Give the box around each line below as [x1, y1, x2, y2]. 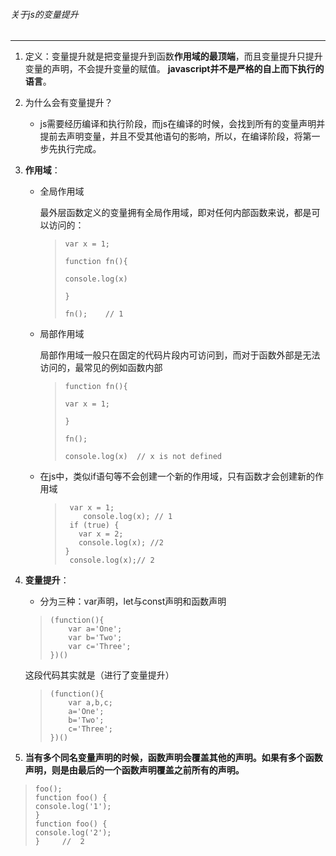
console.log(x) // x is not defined [64, 452, 222, 462]
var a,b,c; [68, 698, 113, 708]
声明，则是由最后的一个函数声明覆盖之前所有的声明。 [24, 764, 245, 776]
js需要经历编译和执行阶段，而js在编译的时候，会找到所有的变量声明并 [39, 118, 326, 130]
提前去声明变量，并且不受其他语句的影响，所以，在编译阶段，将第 [39, 130, 312, 143]
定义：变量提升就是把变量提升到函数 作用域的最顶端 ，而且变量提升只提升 [24, 50, 323, 63]
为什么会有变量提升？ [24, 97, 113, 109]
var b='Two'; [68, 633, 123, 643]
